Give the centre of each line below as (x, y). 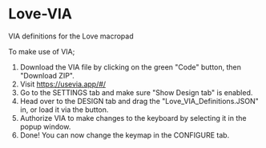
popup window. (45, 126)
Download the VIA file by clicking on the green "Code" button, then (131, 67)
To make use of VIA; (42, 51)
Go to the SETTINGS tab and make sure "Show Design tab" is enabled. (136, 92)
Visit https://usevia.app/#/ (63, 84)
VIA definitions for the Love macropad (71, 36)
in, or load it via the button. (64, 110)
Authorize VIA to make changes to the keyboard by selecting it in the (133, 118)
